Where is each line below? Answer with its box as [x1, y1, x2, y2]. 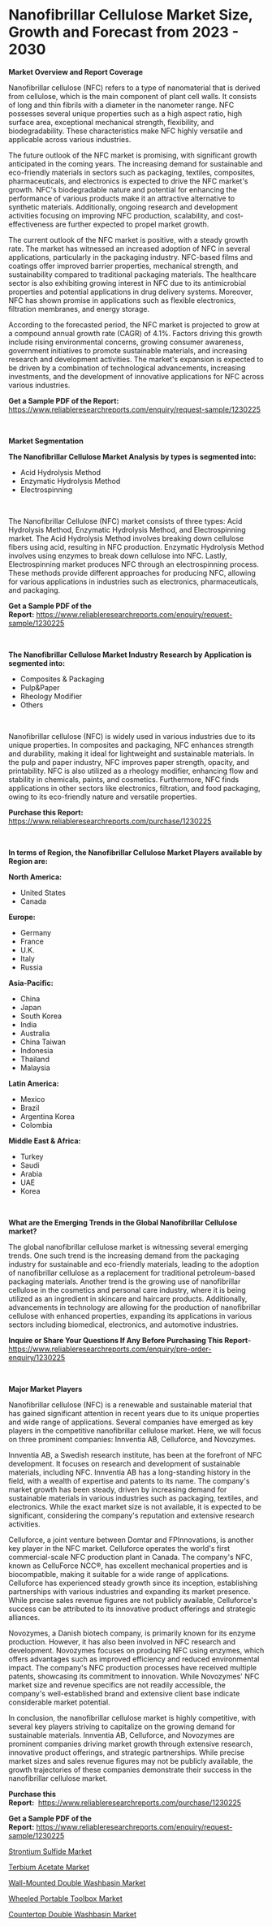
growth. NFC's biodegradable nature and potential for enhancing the [8, 184, 238, 194]
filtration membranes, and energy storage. [8, 304, 150, 313]
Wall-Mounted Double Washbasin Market [8, 1877, 146, 1887]
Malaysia [19, 1062, 50, 1073]
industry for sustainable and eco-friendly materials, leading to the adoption [8, 1259, 260, 1268]
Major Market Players [8, 1384, 83, 1393]
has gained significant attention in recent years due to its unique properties [8, 1408, 260, 1418]
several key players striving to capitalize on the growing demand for [8, 1722, 235, 1731]
